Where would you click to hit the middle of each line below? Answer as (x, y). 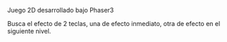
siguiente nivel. (29, 31)
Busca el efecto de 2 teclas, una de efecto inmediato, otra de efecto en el (114, 23)
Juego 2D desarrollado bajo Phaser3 (61, 10)
